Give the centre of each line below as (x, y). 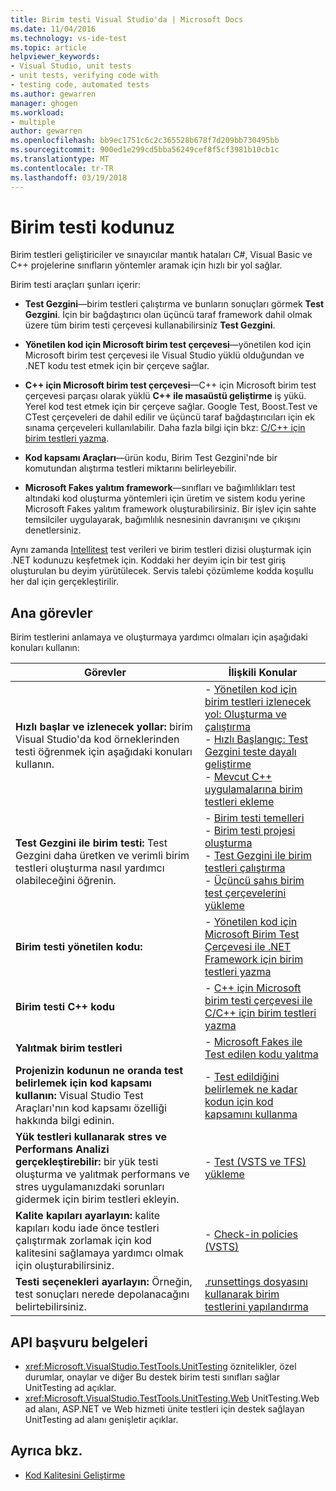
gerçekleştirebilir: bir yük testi (87, 1162)
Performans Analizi (62, 1149)
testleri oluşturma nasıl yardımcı (90, 868)
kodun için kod (239, 1102)
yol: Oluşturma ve (246, 714)
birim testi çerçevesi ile (258, 1001)
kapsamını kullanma (251, 1114)
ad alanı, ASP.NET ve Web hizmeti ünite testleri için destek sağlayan (164, 1409)
